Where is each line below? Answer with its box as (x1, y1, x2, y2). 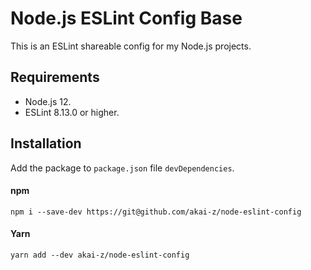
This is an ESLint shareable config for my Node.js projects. (10, 40, 252, 52)
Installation (10, 135, 82, 152)
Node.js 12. (24, 95, 72, 107)
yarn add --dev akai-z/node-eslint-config (10, 250, 190, 260)
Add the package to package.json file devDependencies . (10, 162, 235, 174)
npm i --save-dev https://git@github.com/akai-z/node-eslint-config (10, 207, 302, 217)
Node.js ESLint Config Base (10, 7, 243, 30)
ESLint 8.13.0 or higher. (24, 106, 120, 118)
